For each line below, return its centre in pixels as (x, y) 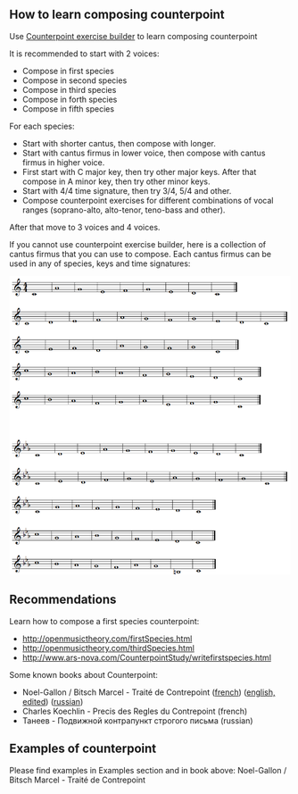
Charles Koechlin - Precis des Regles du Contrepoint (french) (135, 711)
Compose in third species (69, 89)
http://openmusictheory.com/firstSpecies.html (107, 639)
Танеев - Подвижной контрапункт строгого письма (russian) (137, 720)
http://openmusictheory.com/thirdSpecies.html (108, 648)
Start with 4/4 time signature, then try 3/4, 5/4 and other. (127, 190)
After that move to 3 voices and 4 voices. (85, 227)
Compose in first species (68, 71)
